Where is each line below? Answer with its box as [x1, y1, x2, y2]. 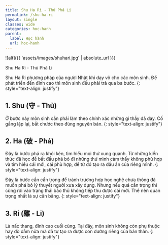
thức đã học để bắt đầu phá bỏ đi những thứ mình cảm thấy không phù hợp [5, 156, 162, 162]
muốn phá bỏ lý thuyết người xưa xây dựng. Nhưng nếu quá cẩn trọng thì [5, 182, 157, 188]
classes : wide [5, 21, 36, 27]
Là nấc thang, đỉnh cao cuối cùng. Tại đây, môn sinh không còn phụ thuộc [5, 223, 160, 229]
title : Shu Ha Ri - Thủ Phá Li [5, 7, 72, 13]
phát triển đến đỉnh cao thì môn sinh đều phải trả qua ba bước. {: [5, 80, 141, 86]
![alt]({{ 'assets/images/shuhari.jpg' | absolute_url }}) [5, 55, 116, 61]
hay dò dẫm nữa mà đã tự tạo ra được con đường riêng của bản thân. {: [5, 228, 154, 235]
